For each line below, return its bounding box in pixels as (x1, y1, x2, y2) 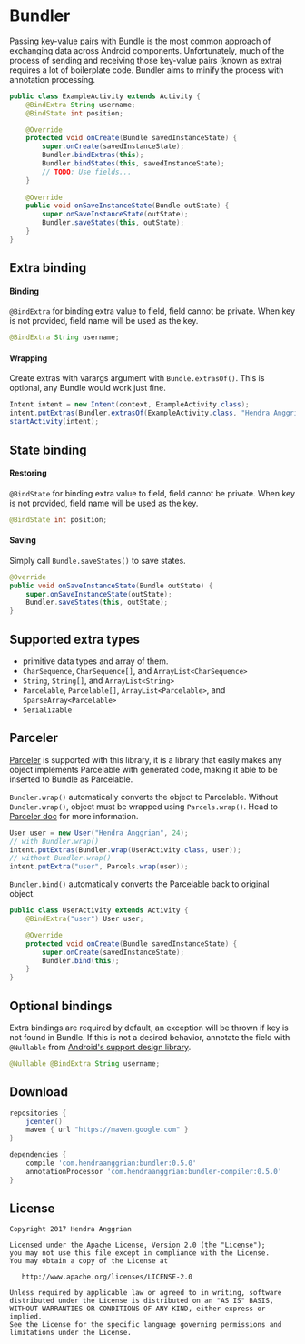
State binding (9, 442, 87, 457)
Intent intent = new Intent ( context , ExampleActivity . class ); (9, 400, 250, 409)
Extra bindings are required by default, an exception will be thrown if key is (9, 1022, 289, 1033)
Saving (9, 535, 36, 546)
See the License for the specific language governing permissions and (9, 1320, 282, 1329)
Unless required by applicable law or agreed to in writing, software (9, 1289, 282, 1298)
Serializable (22, 706, 73, 715)
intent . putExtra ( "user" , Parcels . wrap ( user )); (9, 862, 189, 871)
